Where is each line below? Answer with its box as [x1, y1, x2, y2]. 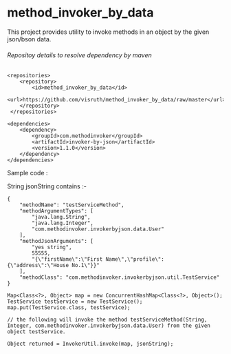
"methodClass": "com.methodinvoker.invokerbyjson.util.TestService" [19, 274, 220, 281]
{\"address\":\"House [7, 262, 69, 269]
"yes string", [32, 244, 72, 251]
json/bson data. [7, 35, 52, 43]
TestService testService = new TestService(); [7, 298, 143, 305]
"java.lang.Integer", [32, 219, 94, 227]
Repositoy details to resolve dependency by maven [7, 50, 153, 59]
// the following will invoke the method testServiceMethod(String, [7, 316, 208, 324]
